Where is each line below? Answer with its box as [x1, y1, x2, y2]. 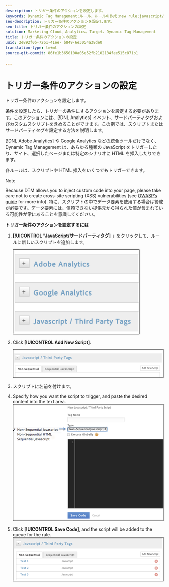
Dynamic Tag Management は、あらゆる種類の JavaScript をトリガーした [5, 144, 157, 150]
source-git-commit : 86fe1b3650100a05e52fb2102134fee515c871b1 [5, 50, 138, 55]
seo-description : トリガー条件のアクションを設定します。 [5, 19, 114, 24]
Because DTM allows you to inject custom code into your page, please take [5, 187, 161, 194]
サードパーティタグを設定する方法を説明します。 [5, 127, 106, 133]
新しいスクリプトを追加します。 [21, 239, 88, 245]
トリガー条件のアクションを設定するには [5, 222, 89, 228]
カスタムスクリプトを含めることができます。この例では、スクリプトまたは [9, 121, 163, 127]
